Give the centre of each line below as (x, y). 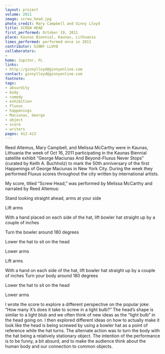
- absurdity (17, 88)
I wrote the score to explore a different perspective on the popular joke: (78, 305)
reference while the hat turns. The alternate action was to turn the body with (82, 331)
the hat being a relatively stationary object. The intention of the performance (82, 336)
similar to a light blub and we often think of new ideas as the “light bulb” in (80, 315)
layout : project (22, 10)
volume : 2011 (18, 14)
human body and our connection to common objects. (59, 347)
